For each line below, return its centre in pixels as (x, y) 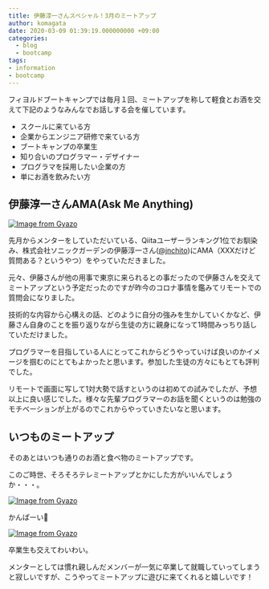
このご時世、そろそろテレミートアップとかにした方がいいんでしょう (121, 475)
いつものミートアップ (61, 437)
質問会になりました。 (43, 298)
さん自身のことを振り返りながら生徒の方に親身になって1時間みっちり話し (136, 325)
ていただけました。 (40, 335)
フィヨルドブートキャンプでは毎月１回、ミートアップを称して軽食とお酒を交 (134, 99)
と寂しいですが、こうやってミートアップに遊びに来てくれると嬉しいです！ (131, 577)
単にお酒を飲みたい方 (55, 177)
